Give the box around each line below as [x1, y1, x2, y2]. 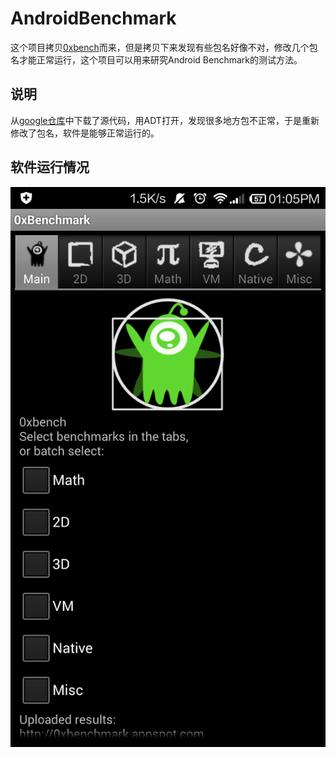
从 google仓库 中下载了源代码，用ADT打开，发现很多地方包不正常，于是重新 [10, 114, 320, 126]
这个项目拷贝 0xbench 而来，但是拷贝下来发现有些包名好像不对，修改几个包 [10, 41, 318, 53]
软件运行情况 [10, 159, 90, 176]
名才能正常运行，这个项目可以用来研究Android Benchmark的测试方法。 [10, 53, 303, 66]
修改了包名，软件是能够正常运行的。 [10, 127, 160, 139]
